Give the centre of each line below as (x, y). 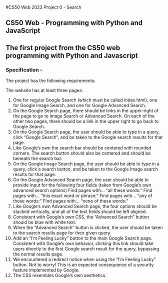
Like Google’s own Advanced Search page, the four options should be (85, 206)
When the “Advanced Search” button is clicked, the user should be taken (88, 227)
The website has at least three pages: (44, 90)
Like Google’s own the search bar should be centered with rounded (82, 148)
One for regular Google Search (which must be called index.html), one (85, 100)
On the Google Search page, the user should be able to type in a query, (86, 132)
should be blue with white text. (44, 222)
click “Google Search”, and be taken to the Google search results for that (88, 137)
